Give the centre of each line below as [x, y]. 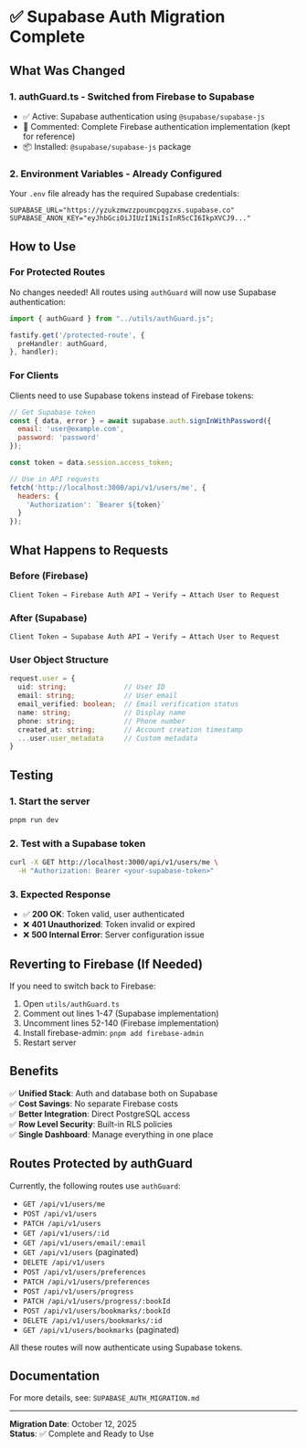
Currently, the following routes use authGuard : [95, 1186]
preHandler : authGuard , [63, 344]
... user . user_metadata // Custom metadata [108, 738]
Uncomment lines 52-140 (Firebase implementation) [121, 1023]
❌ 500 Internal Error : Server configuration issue [113, 935]
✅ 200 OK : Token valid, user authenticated [104, 914]
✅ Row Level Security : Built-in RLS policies [91, 1124]
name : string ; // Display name [101, 713]
